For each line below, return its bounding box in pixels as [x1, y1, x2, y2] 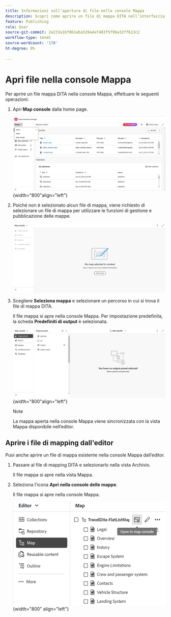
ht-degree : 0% [5, 46, 36, 51]
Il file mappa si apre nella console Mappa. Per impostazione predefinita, [12, 313, 163, 319]
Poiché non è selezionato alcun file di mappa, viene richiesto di [12, 202, 145, 209]
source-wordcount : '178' [5, 41, 58, 46]
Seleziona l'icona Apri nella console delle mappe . [12, 482, 118, 488]
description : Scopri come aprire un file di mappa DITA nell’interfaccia [5, 13, 165, 19]
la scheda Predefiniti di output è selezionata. [12, 319, 108, 325]
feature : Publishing [5, 19, 49, 24]
